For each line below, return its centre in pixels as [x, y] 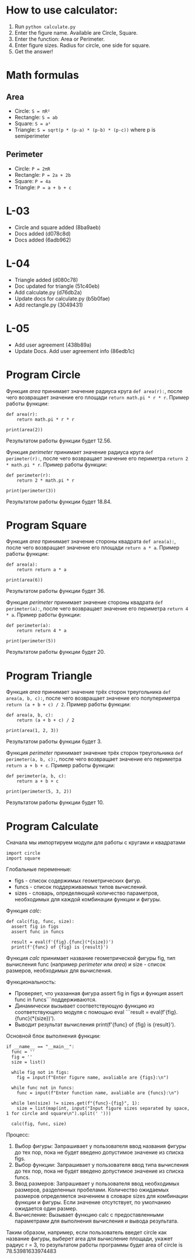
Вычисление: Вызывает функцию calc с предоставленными [89, 1215]
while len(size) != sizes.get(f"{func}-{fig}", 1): [76, 1103]
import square [23, 858]
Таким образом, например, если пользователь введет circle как [86, 1233]
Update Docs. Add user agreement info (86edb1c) [75, 351]
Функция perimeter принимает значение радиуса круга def [80, 452]
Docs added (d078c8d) [43, 233]
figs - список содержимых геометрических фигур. [78, 881]
